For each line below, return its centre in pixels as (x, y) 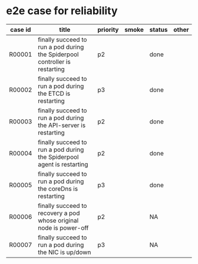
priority (108, 30)
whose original (58, 220)
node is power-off (63, 227)
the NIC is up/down (65, 252)
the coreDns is (58, 188)
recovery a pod (59, 213)
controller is (54, 61)
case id (21, 30)
